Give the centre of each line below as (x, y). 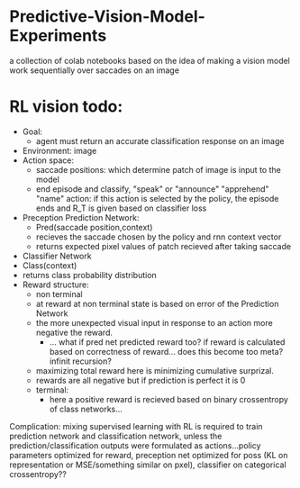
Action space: (48, 160)
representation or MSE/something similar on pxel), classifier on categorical (148, 465)
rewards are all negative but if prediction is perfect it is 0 (141, 380)
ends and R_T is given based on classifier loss (121, 208)
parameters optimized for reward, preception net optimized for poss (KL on (149, 455)
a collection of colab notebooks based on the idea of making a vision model (150, 60)
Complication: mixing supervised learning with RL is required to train (136, 426)
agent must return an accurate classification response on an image (160, 140)
